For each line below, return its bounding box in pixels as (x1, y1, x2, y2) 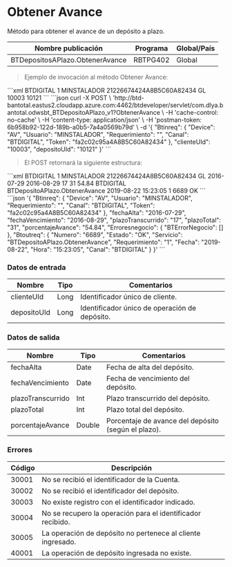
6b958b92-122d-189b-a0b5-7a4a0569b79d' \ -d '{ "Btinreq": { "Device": (7, 122, 215, 131)
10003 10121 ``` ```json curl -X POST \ (7, 93, 112, 102)
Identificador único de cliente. (80, 292, 177, 301)
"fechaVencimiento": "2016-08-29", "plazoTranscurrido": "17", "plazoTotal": (7, 216, 222, 224)
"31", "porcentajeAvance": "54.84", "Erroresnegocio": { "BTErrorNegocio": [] (7, 223, 224, 232)
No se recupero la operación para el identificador (41, 508, 202, 518)
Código (10, 463, 35, 472)
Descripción (111, 463, 152, 472)
